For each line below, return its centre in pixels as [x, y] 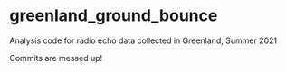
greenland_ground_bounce [114, 16]
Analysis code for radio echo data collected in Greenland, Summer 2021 [143, 40]
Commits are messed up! [56, 58]
